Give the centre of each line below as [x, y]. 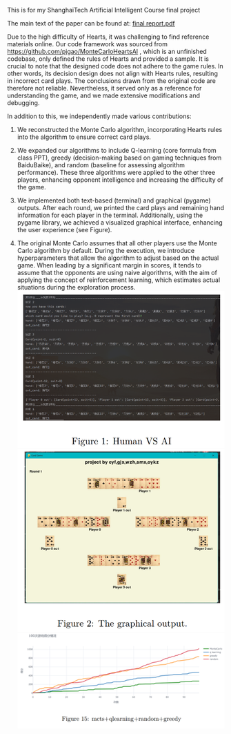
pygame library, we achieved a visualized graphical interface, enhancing [120, 223]
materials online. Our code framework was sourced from [87, 44]
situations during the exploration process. [76, 287]
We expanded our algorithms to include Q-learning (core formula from [117, 150]
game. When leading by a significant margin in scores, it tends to [109, 265]
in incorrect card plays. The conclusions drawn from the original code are [111, 81]
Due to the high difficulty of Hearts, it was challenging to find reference [108, 37]
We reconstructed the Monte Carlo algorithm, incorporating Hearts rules [120, 130]
